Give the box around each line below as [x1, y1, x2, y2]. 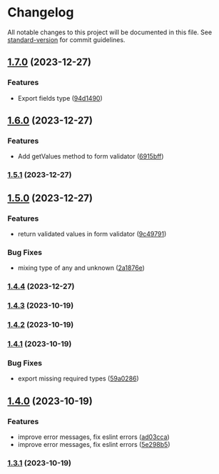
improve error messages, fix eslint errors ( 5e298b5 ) [17, 440, 170, 448]
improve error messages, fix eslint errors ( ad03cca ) [17, 433, 170, 441]
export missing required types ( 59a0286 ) [17, 374, 139, 383]
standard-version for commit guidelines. [7, 35, 126, 44]
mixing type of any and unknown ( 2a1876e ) [17, 263, 145, 272]
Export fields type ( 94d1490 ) [17, 94, 103, 102]
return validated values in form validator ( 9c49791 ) [17, 229, 167, 238]
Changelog [7, 4, 74, 21]
